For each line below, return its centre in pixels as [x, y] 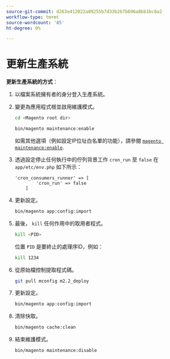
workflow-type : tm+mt [33, 17]
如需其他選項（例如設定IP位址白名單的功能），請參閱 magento [88, 141]
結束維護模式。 [33, 340]
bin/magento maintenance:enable [54, 129]
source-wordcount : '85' [35, 22]
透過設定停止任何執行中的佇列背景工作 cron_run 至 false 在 [86, 159]
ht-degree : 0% [24, 28]
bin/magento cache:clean [45, 327]
